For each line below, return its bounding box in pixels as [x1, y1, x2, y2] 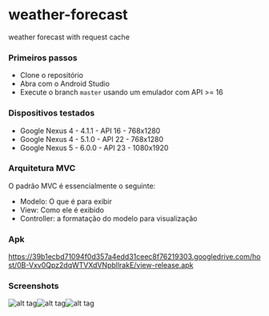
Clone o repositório [19, 71, 84, 80]
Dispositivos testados [8, 107, 95, 119]
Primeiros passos [8, 52, 78, 63]
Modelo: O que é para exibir [19, 196, 112, 206]
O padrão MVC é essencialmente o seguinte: [8, 180, 156, 190]
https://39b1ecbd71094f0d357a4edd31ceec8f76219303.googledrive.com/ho [8, 252, 261, 261]
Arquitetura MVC [8, 163, 76, 174]
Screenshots [8, 281, 59, 292]
